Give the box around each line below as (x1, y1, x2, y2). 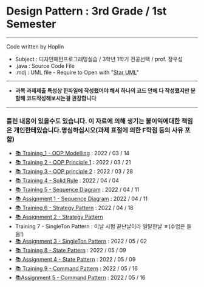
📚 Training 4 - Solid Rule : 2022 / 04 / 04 (15, 177, 120, 184)
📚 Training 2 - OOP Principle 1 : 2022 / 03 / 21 (15, 159, 131, 166)
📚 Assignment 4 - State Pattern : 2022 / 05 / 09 (15, 256, 136, 263)
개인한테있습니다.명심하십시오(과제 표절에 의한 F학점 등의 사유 (13, 126, 183, 134)
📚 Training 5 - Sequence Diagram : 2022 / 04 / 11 (15, 186, 140, 194)
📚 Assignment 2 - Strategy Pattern (15, 214, 103, 221)
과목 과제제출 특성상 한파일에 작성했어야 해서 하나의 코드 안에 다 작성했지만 (15, 87, 189, 94)
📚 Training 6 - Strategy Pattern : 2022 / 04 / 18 (15, 204, 134, 212)
